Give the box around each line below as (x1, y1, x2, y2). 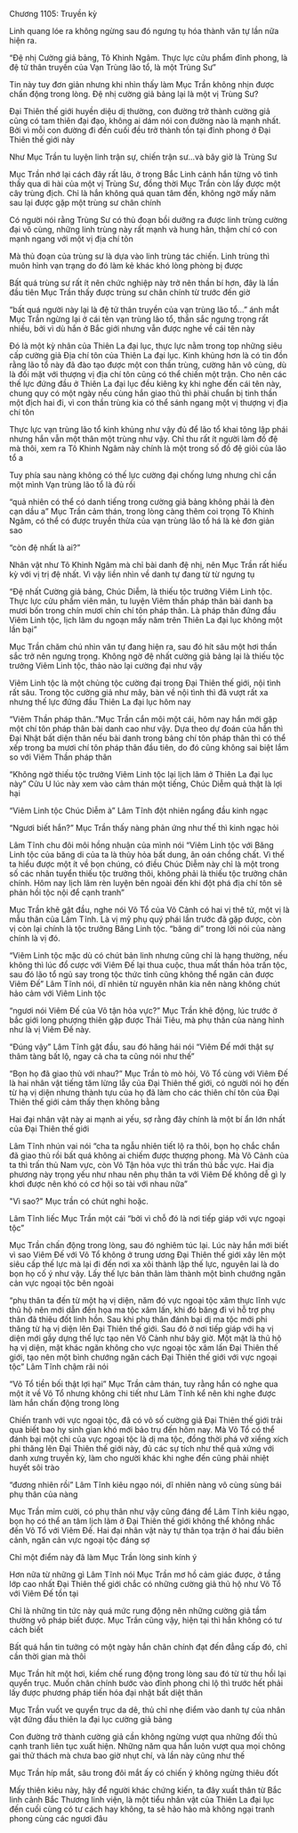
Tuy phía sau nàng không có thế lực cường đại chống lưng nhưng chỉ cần (9, 470, 278, 481)
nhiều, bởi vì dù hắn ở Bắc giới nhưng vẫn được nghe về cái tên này (9, 324, 255, 333)
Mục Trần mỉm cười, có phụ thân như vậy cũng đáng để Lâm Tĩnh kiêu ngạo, (9, 1507, 290, 1517)
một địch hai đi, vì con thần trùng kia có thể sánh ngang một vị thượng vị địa (9, 398, 288, 407)
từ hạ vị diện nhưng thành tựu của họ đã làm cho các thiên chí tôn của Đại (9, 1088, 280, 1097)
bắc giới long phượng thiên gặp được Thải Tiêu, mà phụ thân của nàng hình (9, 1015, 285, 1025)
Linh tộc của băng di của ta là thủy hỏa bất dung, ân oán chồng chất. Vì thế (9, 850, 285, 859)
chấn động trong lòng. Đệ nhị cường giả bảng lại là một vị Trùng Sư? (9, 89, 259, 99)
